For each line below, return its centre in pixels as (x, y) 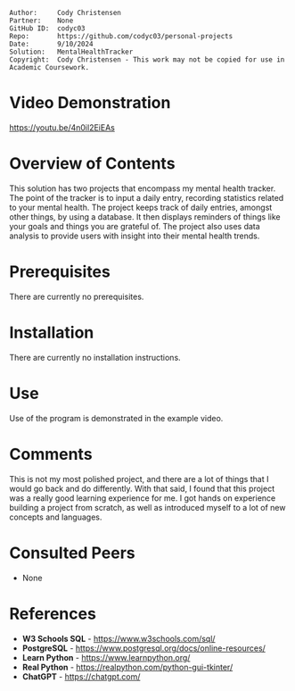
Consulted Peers (72, 553)
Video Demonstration (90, 103)
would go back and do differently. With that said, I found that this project (142, 488)
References (53, 614)
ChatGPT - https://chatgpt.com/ (81, 676)
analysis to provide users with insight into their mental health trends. (135, 236)
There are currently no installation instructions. (95, 357)
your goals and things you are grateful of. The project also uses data (135, 226)
